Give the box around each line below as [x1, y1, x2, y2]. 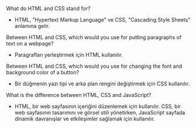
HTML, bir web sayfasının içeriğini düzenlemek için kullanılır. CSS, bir [14, 103, 181, 110]
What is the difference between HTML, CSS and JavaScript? [6, 92, 152, 98]
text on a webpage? [6, 40, 54, 47]
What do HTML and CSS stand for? [6, 5, 91, 12]
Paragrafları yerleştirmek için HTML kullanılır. [14, 51, 123, 58]
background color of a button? [6, 69, 80, 75]
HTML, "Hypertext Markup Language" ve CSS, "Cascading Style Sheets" [14, 16, 191, 23]
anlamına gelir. [14, 23, 50, 29]
